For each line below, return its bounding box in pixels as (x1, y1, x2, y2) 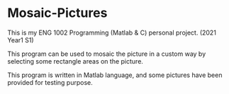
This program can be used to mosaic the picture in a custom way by (7, 49, 206, 58)
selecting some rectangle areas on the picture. (7, 57, 144, 65)
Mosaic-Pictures (7, 5, 108, 21)
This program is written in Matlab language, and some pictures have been (7, 71, 223, 79)
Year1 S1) (7, 35, 34, 44)
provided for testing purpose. (7, 78, 94, 86)
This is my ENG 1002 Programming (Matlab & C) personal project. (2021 (7, 28, 216, 37)
